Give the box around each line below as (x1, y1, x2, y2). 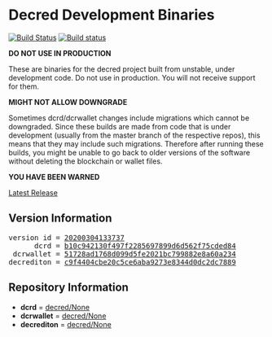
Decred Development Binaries (8, 6, 215, 24)
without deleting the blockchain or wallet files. (8, 156, 163, 166)
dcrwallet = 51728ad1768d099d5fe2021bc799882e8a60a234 (12, 249, 236, 258)
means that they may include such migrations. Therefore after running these (8, 138, 264, 148)
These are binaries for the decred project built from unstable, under (8, 63, 235, 74)
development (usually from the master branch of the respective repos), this (8, 130, 261, 140)
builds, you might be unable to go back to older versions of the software (8, 147, 251, 157)
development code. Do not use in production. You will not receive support (8, 72, 256, 82)
